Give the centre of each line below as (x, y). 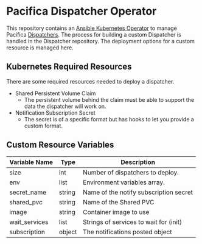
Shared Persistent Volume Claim (55, 93)
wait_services (29, 222)
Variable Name (31, 162)
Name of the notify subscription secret (138, 192)
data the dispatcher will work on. (65, 106)
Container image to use (116, 212)
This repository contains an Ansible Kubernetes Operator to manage (92, 28)
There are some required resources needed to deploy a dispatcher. (90, 81)
